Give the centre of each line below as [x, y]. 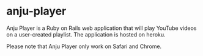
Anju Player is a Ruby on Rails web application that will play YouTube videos [102, 28]
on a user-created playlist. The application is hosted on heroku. [86, 34]
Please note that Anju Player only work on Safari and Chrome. [84, 46]
